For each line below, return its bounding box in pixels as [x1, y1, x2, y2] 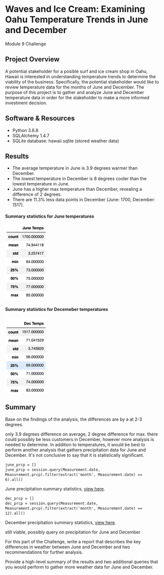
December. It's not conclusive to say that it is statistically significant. [5, 452, 144, 458]
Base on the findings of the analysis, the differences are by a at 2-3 [5, 416, 142, 422]
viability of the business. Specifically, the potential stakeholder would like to [5, 79, 159, 85]
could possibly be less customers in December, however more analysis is [5, 436, 154, 442]
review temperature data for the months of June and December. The [5, 84, 144, 90]
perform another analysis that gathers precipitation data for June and [5, 446, 146, 453]
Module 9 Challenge [5, 41, 46, 46]
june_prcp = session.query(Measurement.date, [5, 467, 100, 472]
